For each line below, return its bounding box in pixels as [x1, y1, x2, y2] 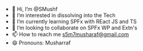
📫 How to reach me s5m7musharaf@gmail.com [11, 31, 129, 38]
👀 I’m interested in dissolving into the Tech [11, 12, 116, 19]
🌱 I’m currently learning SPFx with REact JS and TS [11, 18, 137, 25]
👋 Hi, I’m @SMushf [11, 6, 58, 12]
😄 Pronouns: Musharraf [11, 39, 71, 46]
